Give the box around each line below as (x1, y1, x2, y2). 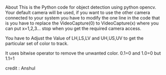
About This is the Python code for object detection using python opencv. (5, 4, 156, 10)
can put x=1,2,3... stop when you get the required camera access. (5, 25, 142, 31)
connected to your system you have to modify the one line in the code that (5, 15, 160, 20)
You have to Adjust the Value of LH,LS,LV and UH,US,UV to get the (5, 35, 144, 41)
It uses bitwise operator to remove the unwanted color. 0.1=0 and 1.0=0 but (5, 50, 161, 56)
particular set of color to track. (5, 40, 69, 46)
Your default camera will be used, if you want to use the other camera (5, 9, 150, 15)
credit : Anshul (5, 65, 35, 71)
